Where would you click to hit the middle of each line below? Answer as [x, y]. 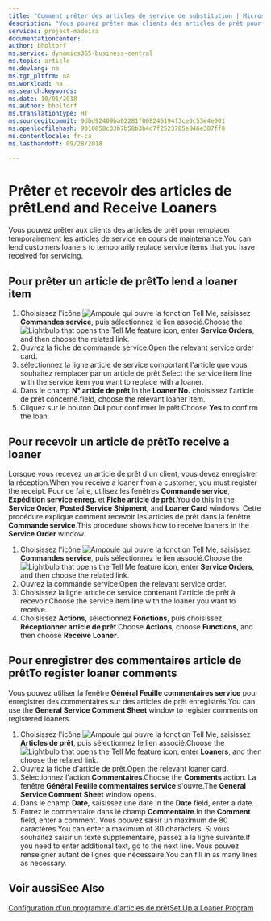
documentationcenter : [45, 38]
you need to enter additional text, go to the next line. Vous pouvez [129, 846]
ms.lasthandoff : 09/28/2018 [56, 143]
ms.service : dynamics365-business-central [81, 53]
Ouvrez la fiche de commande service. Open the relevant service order [137, 347]
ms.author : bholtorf [43, 106]
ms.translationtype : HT [48, 114]
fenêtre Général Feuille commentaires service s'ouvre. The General [133, 785]
